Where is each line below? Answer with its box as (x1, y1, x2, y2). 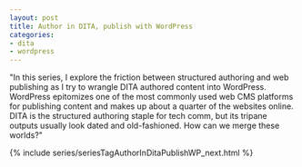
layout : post (9, 13, 59, 23)
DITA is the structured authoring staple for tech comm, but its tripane (9, 111, 268, 122)
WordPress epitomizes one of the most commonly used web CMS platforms (9, 92, 294, 103)
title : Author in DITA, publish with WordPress (9, 22, 194, 31)
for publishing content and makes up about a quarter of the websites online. (9, 101, 294, 112)
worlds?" (9, 130, 44, 141)
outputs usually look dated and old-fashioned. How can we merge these (9, 120, 280, 132)
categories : (9, 30, 55, 39)
